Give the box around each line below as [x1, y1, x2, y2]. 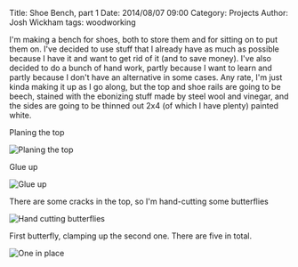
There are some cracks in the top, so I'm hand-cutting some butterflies [9, 196, 269, 206]
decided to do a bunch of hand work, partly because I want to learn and [9, 62, 273, 73]
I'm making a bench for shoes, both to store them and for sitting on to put [9, 35, 278, 44]
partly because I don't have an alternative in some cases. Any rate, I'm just [9, 72, 283, 83]
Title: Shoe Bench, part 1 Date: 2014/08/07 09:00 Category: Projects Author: [9, 8, 289, 18]
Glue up [9, 162, 38, 172]
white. [9, 110, 32, 120]
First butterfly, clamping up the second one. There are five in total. [9, 231, 253, 241]
